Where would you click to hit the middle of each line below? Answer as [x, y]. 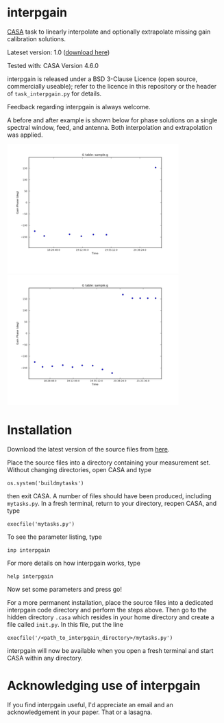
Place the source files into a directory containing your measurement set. [109, 463]
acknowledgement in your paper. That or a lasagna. [80, 712]
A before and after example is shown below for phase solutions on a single [112, 120]
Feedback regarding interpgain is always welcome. [79, 107]
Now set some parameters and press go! [64, 589]
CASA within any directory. [45, 658]
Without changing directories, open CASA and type [79, 469]
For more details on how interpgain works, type [74, 563]
